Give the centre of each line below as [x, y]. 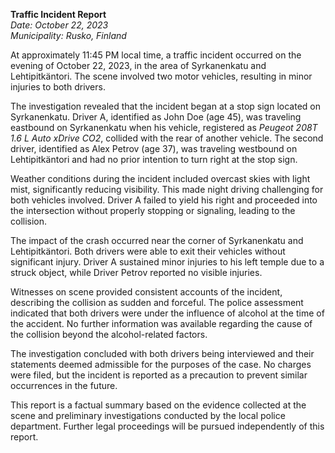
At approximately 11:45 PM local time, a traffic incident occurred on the [156, 55]
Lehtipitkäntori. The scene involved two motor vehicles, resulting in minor [161, 76]
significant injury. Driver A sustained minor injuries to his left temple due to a [167, 262]
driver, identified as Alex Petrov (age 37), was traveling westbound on [154, 148]
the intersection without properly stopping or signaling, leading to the [153, 210]
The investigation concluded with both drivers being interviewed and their [162, 353]
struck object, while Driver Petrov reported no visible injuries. [136, 272]
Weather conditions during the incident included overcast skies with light [160, 178]
